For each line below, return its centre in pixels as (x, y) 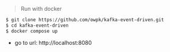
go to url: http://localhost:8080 (53, 42)
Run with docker (41, 9)
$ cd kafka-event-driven (37, 25)
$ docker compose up (32, 31)
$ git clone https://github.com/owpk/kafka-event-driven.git (85, 20)
